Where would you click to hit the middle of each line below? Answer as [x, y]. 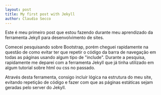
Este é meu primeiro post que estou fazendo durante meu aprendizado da [79, 33]
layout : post [18, 9]
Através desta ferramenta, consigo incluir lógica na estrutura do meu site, [79, 77]
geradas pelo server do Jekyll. [36, 88]
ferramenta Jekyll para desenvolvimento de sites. [54, 38]
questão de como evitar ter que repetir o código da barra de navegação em [81, 52]
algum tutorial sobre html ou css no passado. [50, 68]
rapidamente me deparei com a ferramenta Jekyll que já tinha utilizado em [80, 63]
